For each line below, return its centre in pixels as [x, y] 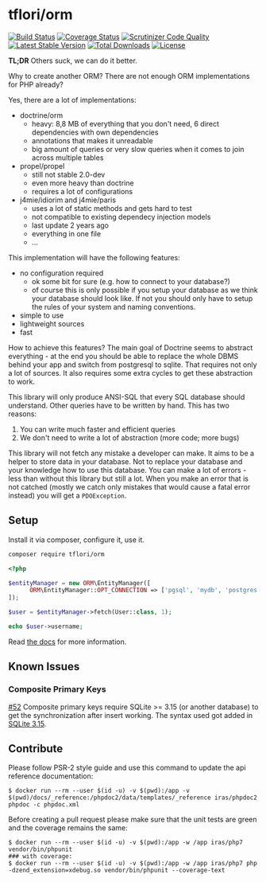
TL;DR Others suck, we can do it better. [73, 60]
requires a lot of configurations [82, 191]
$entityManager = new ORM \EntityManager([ [79, 583]
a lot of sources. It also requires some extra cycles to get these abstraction [131, 373]
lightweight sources [52, 323]
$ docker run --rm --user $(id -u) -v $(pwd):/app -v [99, 791]
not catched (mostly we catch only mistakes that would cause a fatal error [129, 486]
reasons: [23, 414]
